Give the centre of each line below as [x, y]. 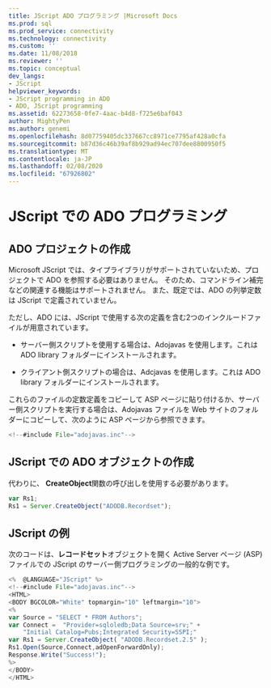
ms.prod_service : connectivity [61, 31]
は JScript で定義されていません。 [65, 300]
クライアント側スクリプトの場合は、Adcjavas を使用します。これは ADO [140, 372]
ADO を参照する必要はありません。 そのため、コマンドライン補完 [155, 280]
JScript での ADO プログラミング [118, 217]
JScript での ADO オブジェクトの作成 [101, 462]
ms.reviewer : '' [36, 62]
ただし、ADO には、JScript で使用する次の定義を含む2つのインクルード [128, 317]
